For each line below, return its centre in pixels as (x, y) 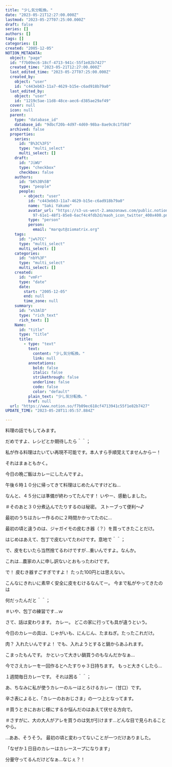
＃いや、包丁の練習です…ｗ (34, 612)
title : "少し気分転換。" (29, 10)
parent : (18, 115)
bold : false (45, 368)
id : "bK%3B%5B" (35, 182)
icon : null (21, 110)
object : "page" (26, 58)
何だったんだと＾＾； (28, 600)
